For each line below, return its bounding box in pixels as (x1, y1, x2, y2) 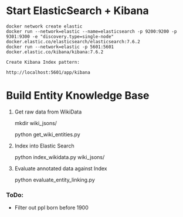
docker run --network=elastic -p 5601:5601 (6, 44, 114, 50)
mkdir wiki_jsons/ (14, 119, 57, 126)
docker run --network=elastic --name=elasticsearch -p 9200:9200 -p (6, 28, 177, 35)
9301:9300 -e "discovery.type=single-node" (6, 33, 114, 39)
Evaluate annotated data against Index (14, 165, 107, 172)
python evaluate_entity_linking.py (14, 176, 95, 183)
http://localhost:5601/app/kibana (6, 69, 91, 75)
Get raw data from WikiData (14, 108, 82, 115)
